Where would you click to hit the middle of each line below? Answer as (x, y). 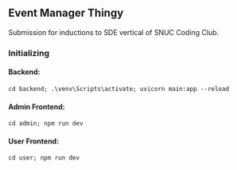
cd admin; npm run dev (46, 124)
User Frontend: (34, 141)
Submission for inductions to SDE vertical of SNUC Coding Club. (114, 32)
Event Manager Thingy (66, 13)
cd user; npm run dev (44, 158)
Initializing (29, 53)
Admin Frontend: (37, 106)
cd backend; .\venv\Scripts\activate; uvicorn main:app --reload (118, 89)
